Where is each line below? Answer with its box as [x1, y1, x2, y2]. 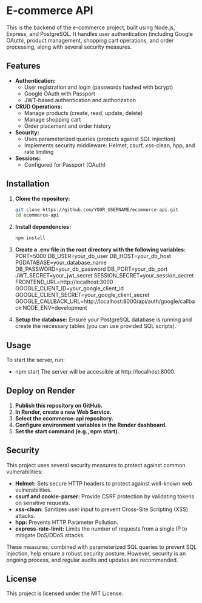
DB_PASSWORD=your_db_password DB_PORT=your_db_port [15, 265, 168, 273]
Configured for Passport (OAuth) [24, 161, 106, 168]
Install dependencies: [15, 223, 72, 231]
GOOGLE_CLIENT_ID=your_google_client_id [15, 285, 124, 292]
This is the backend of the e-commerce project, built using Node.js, [6, 24, 175, 31]
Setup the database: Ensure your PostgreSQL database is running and [15, 316, 192, 323]
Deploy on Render [6, 386, 76, 396]
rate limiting [24, 148, 54, 155]
